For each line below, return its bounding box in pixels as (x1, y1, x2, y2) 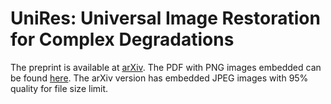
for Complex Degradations (10, 28, 235, 51)
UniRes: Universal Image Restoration (10, 7, 321, 30)
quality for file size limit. (10, 82, 109, 94)
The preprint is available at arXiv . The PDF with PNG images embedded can (10, 61, 322, 73)
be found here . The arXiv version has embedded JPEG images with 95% (10, 72, 309, 84)
